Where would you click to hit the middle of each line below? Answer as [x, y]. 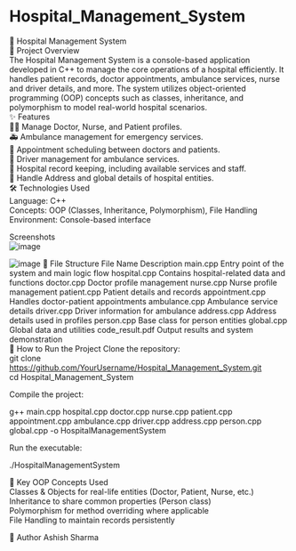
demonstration [36, 339]
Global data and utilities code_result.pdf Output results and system [131, 329]
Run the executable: [46, 448]
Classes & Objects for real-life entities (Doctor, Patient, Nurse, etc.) [132, 491]
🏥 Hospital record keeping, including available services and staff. [128, 168]
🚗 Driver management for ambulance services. [95, 158]
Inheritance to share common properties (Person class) [110, 501]
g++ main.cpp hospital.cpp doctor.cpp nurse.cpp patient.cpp [121, 411]
